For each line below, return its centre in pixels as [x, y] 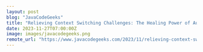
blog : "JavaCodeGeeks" [35, 17]
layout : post [23, 12]
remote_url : [21, 39]
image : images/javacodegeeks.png [48, 34]
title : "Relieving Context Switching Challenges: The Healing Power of [98, 23]
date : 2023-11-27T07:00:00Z [42, 28]
